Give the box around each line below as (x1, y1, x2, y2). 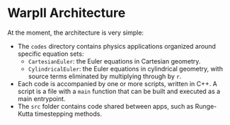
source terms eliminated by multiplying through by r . (28, 72, 182, 81)
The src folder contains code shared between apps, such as (17, 102, 194, 110)
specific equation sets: (17, 49, 84, 58)
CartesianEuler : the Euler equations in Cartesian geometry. (28, 56, 201, 65)
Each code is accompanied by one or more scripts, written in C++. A (17, 79, 217, 88)
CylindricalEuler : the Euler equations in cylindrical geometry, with (28, 64, 223, 73)
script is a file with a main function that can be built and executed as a (17, 87, 221, 95)
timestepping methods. (35, 109, 103, 118)
